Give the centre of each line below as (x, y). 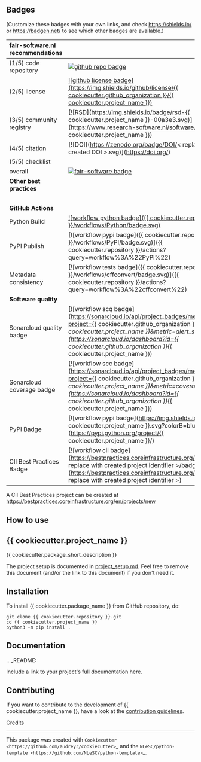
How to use (28, 520)
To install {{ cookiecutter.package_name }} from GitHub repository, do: (93, 606)
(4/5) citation (28, 148)
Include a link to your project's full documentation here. (74, 672)
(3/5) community (33, 120)
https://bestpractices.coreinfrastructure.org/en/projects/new (81, 501)
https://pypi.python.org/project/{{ (118, 433)
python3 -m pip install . (38, 627)
